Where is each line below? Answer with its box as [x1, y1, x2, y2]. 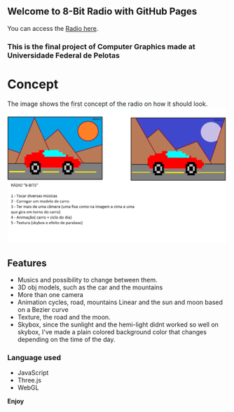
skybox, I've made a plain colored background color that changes [17, 328, 207, 336]
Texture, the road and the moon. [17, 313, 111, 322]
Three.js [17, 376, 42, 385]
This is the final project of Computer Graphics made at [7, 41, 195, 51]
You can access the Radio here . [7, 24, 99, 32]
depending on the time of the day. [17, 336, 116, 344]
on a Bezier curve [17, 305, 69, 314]
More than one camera [17, 291, 84, 299]
